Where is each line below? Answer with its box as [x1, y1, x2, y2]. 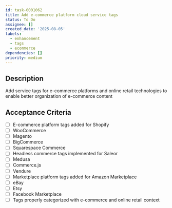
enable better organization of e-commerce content [5, 93, 113, 99]
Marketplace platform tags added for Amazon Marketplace [12, 174, 137, 180]
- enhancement [10, 36, 40, 41]
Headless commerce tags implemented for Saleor [12, 151, 118, 157]
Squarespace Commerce [12, 144, 66, 151]
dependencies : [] [5, 50, 43, 55]
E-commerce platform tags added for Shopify [12, 121, 109, 128]
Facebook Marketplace [12, 191, 62, 197]
